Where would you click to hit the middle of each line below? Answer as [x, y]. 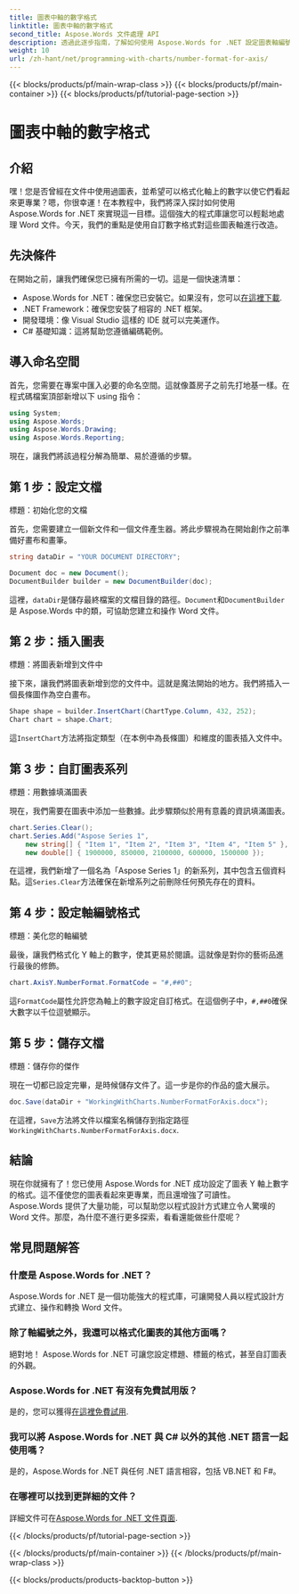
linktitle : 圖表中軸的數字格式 [61, 26]
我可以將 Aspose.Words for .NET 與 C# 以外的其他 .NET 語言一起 [149, 1436]
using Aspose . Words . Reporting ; [67, 438]
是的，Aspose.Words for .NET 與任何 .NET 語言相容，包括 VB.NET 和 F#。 [145, 1471]
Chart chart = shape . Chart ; [61, 720]
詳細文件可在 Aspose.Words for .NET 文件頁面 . [93, 1517]
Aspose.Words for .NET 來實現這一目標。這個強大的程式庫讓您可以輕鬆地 [143, 214]
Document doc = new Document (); [69, 573]
